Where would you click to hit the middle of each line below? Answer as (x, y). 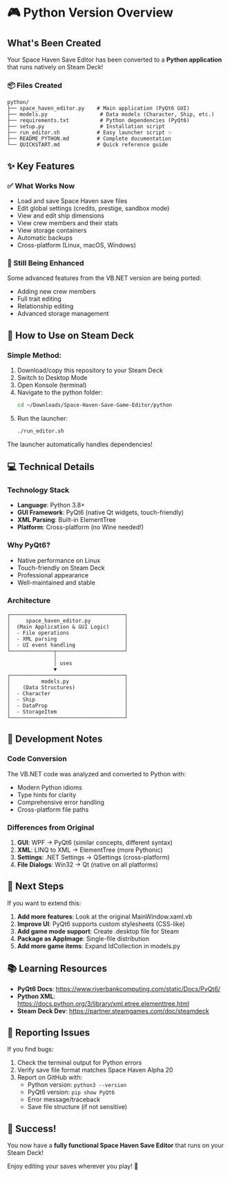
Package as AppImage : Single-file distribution (83, 939)
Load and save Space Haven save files (72, 200)
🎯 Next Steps (36, 886)
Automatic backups (45, 237)
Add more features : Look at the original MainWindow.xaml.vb (105, 916)
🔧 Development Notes (55, 739)
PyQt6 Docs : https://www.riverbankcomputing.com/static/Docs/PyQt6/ (119, 988)
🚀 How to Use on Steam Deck (71, 335)
